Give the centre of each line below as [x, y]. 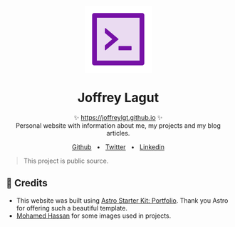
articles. [118, 133]
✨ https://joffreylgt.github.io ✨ [118, 117]
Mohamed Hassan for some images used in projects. [94, 216]
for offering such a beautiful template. [72, 208]
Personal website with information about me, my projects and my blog [118, 125]
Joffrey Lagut [118, 98]
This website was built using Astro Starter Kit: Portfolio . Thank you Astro [122, 200]
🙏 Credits [27, 183]
